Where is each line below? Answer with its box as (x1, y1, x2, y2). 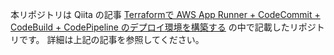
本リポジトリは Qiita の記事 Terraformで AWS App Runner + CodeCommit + (10, 9, 321, 20)
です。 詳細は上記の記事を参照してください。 (18, 34, 205, 45)
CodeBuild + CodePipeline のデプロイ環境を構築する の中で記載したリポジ (10, 21, 317, 33)
